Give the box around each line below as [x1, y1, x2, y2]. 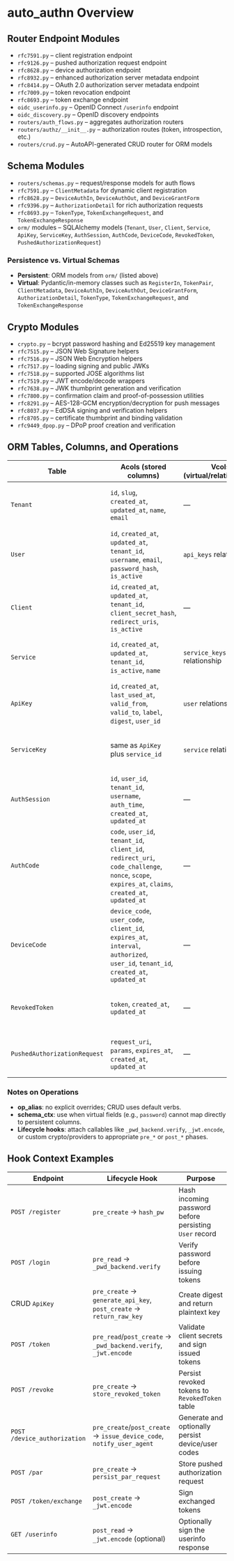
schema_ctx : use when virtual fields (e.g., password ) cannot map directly [17, 1111, 226, 1119]
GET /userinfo [10, 1530, 58, 1538]
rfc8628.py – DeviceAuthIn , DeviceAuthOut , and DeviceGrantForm [17, 193, 200, 201]
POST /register [10, 1208, 61, 1216]
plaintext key [178, 1307, 221, 1317]
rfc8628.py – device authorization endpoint [17, 66, 141, 74]
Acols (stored [120, 462, 167, 471]
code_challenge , [110, 861, 162, 871]
